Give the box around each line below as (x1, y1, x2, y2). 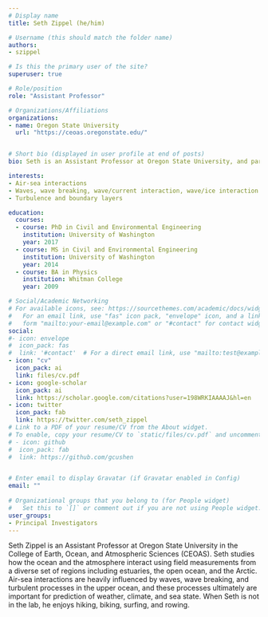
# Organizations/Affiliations (8, 106, 109, 114)
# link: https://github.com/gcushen (8, 453, 134, 461)
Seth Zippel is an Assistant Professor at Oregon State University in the (8, 540, 238, 551)
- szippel (8, 49, 41, 57)
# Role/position (8, 85, 62, 93)
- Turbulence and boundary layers (8, 194, 124, 202)
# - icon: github (8, 438, 66, 446)
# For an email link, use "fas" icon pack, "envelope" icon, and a (8, 312, 245, 320)
